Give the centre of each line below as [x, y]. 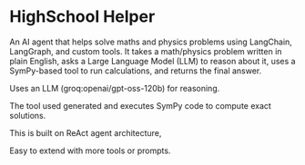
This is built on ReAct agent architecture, [86, 132]
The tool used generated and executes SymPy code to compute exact [140, 105]
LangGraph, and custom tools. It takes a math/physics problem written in [146, 51]
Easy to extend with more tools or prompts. [90, 150]
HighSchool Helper [82, 17]
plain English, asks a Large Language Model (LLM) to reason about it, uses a [152, 61]
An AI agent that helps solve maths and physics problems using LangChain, [151, 42]
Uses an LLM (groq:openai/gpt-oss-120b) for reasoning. [115, 88]
